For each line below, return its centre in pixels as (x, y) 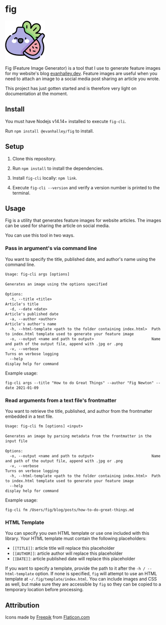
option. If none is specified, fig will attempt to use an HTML (96, 574)
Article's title (22, 304)
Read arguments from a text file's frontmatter (61, 400)
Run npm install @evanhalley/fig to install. (50, 131)
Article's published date (32, 314)
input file (16, 441)
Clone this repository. (34, 158)
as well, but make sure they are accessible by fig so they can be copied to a (83, 584)
